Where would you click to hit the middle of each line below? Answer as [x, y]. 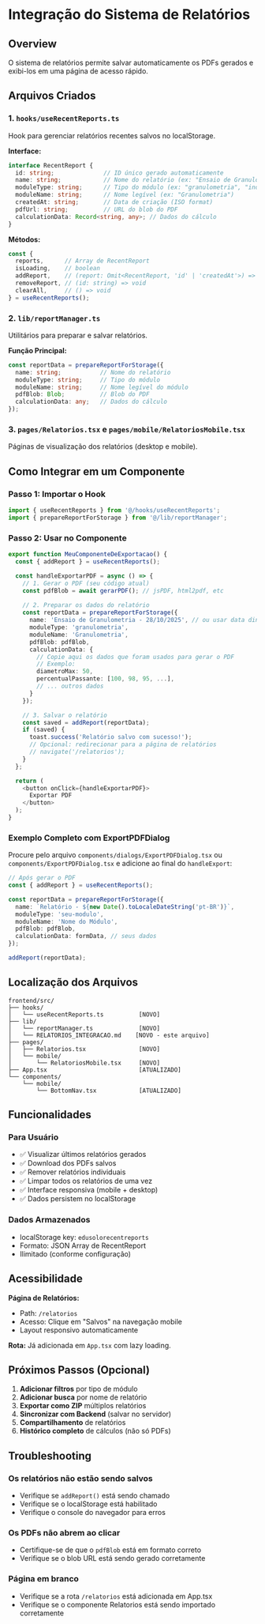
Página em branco [43, 1579]
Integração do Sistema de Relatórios [129, 15]
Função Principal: [37, 350]
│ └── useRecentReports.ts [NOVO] [84, 1014]
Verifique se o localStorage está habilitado [88, 1504]
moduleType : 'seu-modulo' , [60, 914]
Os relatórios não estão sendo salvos [80, 1478]
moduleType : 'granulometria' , [78, 627]
